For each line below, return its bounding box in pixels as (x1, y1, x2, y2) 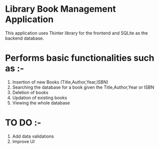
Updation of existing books (12, 95, 67, 100)
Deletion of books (12, 89, 49, 95)
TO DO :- (5, 117, 41, 128)
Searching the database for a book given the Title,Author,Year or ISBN (12, 84, 155, 90)
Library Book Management (5, 3, 116, 15)
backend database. (5, 35, 44, 41)
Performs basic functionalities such (5, 52, 155, 64)
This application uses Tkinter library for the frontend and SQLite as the (5, 30, 148, 36)
